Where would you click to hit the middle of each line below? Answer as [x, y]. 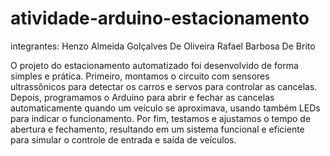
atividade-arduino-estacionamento [160, 18]
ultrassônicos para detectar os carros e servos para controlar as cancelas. [164, 86]
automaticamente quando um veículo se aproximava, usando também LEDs [165, 108]
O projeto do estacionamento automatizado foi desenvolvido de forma [154, 65]
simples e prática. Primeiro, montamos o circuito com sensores [140, 76]
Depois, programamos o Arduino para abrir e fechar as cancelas [142, 97]
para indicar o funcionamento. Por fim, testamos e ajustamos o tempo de [161, 118]
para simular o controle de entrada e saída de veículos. [123, 139]
